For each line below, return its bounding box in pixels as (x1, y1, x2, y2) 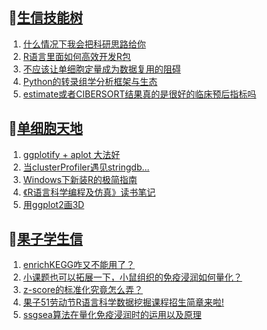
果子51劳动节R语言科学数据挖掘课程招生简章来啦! (22, 296, 225, 308)
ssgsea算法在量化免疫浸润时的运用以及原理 (22, 309, 202, 321)
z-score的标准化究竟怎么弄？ (22, 284, 143, 296)
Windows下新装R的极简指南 (22, 173, 138, 185)
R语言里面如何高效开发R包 (22, 50, 131, 62)
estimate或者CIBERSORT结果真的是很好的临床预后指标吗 (22, 88, 257, 100)
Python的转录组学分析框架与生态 (22, 75, 158, 87)
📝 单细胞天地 (8, 120, 83, 137)
